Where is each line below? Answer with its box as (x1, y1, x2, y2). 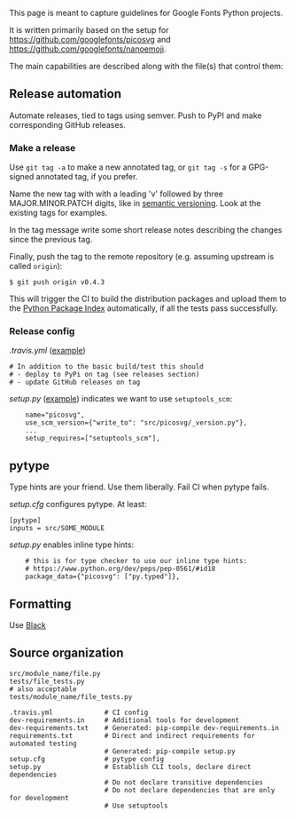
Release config (9, 325, 75, 338)
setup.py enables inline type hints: (9, 539, 135, 550)
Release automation (9, 86, 122, 101)
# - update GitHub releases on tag (9, 378, 141, 387)
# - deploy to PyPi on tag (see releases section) (9, 370, 200, 379)
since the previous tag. (9, 235, 93, 245)
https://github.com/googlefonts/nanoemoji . (9, 44, 167, 54)
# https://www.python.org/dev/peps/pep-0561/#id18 (25, 564, 216, 574)
